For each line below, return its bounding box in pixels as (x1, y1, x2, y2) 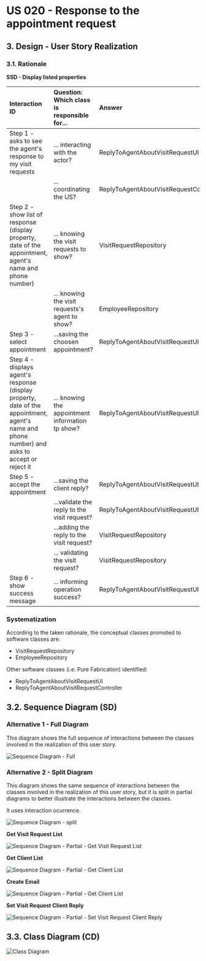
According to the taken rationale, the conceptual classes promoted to (6, 629, 181, 637)
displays (9, 362, 34, 371)
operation (53, 585, 82, 594)
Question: (53, 88, 83, 96)
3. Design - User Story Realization (6, 41, 138, 52)
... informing (53, 577, 88, 586)
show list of (9, 210, 43, 218)
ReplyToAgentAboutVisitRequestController (15, 684, 123, 692)
